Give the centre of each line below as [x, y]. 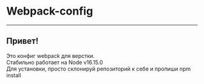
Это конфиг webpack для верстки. [51, 55]
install [14, 75]
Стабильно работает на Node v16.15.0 [55, 62]
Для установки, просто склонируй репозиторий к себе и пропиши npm [99, 69]
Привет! [22, 41]
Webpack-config [50, 11]
